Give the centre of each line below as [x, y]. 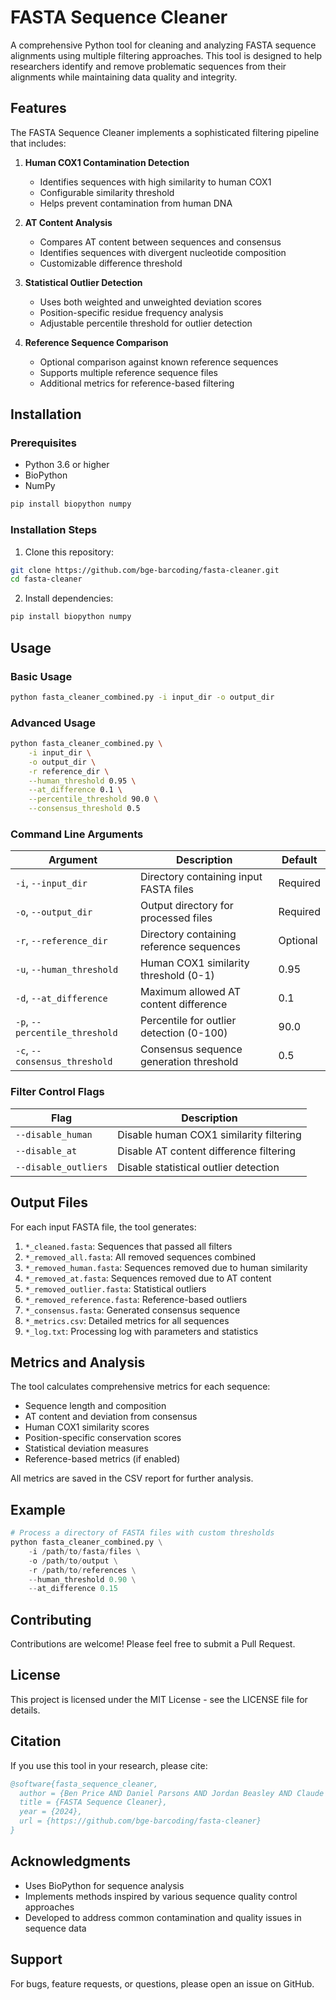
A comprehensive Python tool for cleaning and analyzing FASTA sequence [163, 45]
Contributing [51, 1619]
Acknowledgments [71, 1861]
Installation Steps [54, 530]
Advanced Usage [53, 723]
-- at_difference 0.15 [73, 1589]
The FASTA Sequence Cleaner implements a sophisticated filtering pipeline [165, 132]
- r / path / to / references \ [82, 1570]
